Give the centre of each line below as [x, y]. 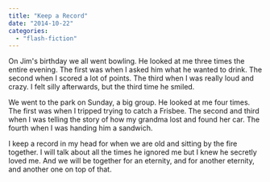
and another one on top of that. [60, 169]
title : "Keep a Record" [48, 16]
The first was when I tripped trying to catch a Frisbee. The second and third [134, 111]
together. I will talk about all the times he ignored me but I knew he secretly [133, 152]
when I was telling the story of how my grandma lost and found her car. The [134, 120]
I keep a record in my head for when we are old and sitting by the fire [123, 144]
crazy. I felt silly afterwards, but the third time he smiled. [102, 87]
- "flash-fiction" [47, 38]
